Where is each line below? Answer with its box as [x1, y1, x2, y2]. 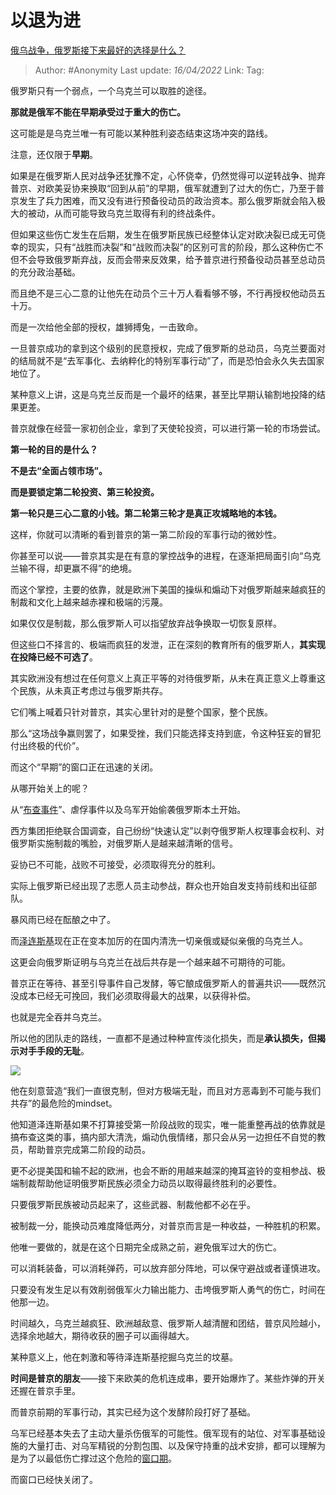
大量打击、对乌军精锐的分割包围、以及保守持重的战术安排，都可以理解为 [27, 1439, 326, 1451]
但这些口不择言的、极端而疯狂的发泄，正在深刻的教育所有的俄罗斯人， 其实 [10, 638, 317, 650]
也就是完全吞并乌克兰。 [10, 1011, 107, 1023]
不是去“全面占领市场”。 [10, 464, 108, 476]
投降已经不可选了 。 [18, 651, 98, 663]
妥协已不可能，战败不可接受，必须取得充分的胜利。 [10, 858, 221, 870]
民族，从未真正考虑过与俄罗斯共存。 [18, 684, 168, 696]
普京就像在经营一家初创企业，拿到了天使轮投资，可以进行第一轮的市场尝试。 [10, 422, 326, 434]
